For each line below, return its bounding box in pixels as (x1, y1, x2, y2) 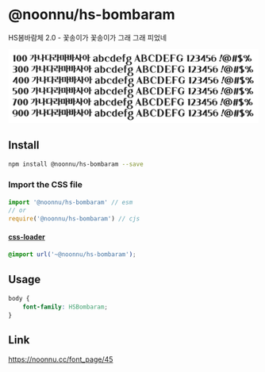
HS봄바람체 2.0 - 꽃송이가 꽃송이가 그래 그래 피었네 (8, 33, 167, 42)
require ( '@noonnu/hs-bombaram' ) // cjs (8, 215, 140, 223)
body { (8, 295, 30, 303)
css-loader (8, 232, 45, 241)
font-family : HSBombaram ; (22, 303, 109, 311)
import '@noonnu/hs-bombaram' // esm (8, 198, 133, 206)
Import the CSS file (8, 179, 83, 190)
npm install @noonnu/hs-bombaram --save (8, 160, 144, 168)
